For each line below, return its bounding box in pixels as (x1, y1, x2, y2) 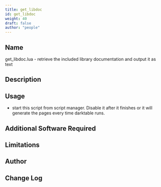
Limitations (5, 141, 40, 149)
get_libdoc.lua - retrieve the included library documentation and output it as (5, 56, 156, 62)
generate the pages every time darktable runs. (12, 110, 105, 116)
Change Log (5, 174, 43, 182)
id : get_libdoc (5, 12, 36, 17)
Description (5, 75, 41, 84)
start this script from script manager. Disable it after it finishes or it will (12, 105, 153, 111)
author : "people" (5, 25, 40, 30)
